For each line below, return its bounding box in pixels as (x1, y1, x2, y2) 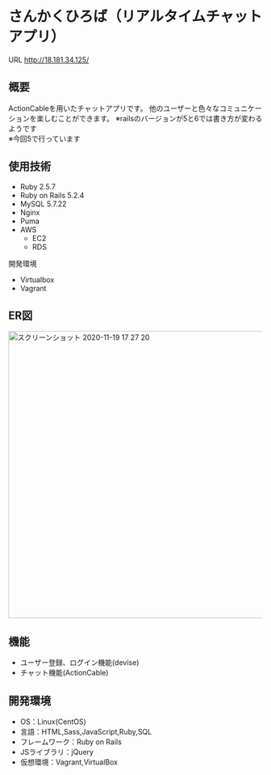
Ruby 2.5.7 (19, 181, 56, 191)
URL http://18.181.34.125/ (8, 54, 90, 65)
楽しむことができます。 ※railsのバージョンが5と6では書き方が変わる (35, 113, 263, 123)
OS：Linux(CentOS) (19, 717, 87, 726)
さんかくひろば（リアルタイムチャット (8, 7, 262, 26)
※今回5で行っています (8, 133, 81, 143)
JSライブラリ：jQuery (19, 747, 94, 756)
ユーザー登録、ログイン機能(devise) (19, 658, 140, 667)
